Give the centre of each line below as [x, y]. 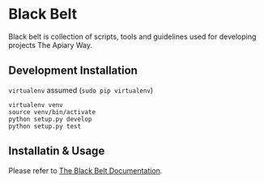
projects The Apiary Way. [51, 45]
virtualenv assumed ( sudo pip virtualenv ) [81, 90]
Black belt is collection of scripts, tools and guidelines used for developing [132, 36]
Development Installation [73, 71]
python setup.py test [45, 126]
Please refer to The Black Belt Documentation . [85, 170]
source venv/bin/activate [52, 112]
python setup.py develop [50, 119]
